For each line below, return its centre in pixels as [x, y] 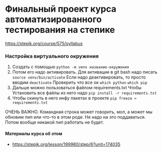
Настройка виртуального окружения [52, 56]
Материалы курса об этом [34, 133]
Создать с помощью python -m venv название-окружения [70, 67]
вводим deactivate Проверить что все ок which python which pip [80, 82]
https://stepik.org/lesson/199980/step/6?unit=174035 [66, 144]
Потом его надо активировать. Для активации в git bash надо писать [85, 72]
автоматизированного [54, 19]
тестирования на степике [60, 30]
